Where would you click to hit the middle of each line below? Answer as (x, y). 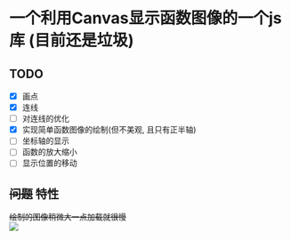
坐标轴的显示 (45, 141)
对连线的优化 (45, 119)
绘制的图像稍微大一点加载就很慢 (68, 217)
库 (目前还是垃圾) (72, 40)
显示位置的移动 (49, 163)
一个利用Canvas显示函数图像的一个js (145, 18)
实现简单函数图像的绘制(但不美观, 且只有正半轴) (109, 130)
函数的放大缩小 (49, 152)
